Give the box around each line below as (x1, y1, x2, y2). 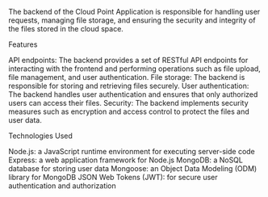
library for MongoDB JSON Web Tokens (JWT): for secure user (8, 173, 218, 182)
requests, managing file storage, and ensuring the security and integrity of (8, 15, 256, 25)
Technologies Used (8, 131, 73, 140)
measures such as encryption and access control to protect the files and (8, 107, 250, 116)
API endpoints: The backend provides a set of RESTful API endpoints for (8, 56, 249, 65)
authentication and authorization (8, 181, 117, 191)
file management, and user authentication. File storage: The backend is (8, 73, 245, 82)
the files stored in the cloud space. (8, 24, 124, 33)
